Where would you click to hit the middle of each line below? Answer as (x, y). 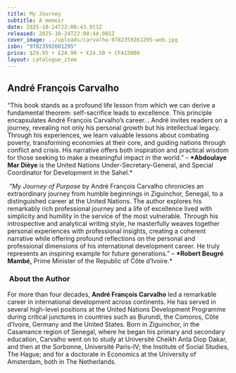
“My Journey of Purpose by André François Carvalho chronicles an (106, 186)
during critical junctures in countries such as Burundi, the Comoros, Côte (113, 317)
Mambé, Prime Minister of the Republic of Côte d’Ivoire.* (90, 260)
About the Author (39, 279)
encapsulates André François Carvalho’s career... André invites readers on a (117, 120)
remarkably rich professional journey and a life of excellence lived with (110, 208)
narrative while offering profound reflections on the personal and (101, 238)
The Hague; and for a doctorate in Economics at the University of (102, 354)
